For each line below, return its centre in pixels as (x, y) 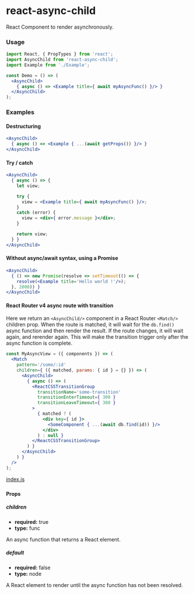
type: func (27, 528)
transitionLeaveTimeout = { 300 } (76, 403)
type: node (28, 574)
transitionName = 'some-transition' (79, 392)
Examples (20, 112)
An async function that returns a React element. (64, 539)
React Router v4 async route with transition (60, 305)
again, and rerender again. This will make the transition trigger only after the (97, 337)
